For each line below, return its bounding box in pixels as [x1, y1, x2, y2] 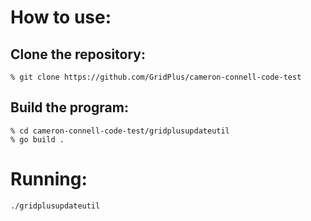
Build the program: [10, 99, 129, 116]
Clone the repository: [10, 46, 146, 63]
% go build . [10, 134, 65, 145]
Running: [10, 168, 88, 190]
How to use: [10, 6, 112, 29]
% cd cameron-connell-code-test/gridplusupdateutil [10, 126, 230, 136]
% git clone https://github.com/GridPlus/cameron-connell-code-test [10, 72, 302, 82]
